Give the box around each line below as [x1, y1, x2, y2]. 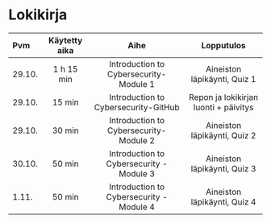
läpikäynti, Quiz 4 [190, 196, 256, 207]
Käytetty [48, 35, 83, 46]
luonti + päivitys [193, 101, 254, 113]
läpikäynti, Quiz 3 [190, 163, 256, 174]
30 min [52, 125, 79, 136]
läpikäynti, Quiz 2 [190, 130, 256, 141]
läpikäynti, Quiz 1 [190, 73, 256, 85]
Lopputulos [201, 39, 246, 51]
